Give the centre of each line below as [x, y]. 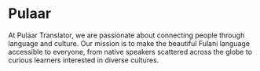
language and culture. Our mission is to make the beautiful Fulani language [129, 43]
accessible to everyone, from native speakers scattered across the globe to [130, 51]
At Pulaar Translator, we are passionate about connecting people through [126, 35]
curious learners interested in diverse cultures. [84, 60]
